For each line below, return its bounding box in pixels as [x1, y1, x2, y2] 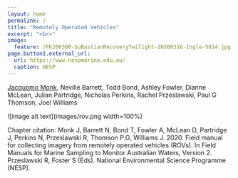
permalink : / [7, 17, 46, 24]
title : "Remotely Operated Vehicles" [7, 23, 120, 31]
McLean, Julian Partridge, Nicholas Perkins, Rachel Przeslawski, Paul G [7, 90, 217, 99]
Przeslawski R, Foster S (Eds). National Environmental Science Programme [7, 156, 227, 164]
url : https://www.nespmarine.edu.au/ [14, 57, 126, 64]
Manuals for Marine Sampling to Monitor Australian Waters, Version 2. [7, 148, 212, 157]
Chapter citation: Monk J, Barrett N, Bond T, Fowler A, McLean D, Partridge [7, 125, 227, 134]
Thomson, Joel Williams [7, 98, 78, 107]
